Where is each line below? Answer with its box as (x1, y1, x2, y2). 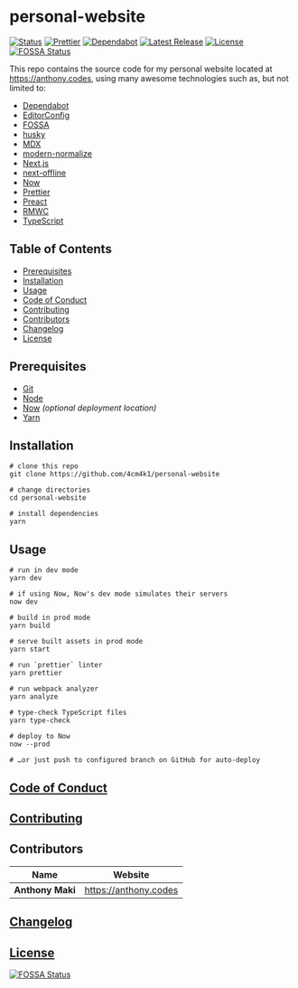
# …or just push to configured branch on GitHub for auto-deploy (9, 756, 260, 765)
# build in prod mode (9, 613, 91, 623)
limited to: (9, 82, 47, 93)
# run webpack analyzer (9, 684, 99, 693)
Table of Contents (9, 241, 113, 257)
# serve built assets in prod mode (9, 637, 144, 646)
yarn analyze (9, 692, 59, 701)
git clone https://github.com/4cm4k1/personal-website (9, 470, 220, 479)
